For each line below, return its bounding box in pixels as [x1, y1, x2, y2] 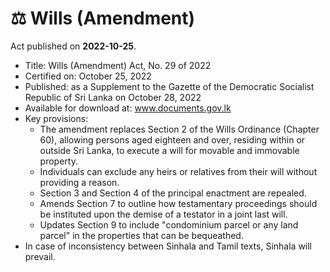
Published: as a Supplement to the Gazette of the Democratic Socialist [24, 80, 315, 92]
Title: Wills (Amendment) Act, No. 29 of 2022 [24, 59, 212, 71]
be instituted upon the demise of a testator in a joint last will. [39, 208, 288, 220]
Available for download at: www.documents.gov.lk [24, 102, 232, 114]
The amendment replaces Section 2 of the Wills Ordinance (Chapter [39, 123, 320, 135]
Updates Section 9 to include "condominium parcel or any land [39, 218, 299, 231]
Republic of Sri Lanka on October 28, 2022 [24, 91, 202, 103]
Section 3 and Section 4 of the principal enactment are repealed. [39, 187, 307, 199]
